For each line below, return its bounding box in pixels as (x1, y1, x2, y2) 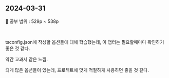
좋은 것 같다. (5, 45, 30, 51)
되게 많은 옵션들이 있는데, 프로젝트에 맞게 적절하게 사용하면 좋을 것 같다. (5, 67, 149, 73)
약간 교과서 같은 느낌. (5, 56, 48, 62)
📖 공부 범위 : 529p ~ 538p (5, 18, 59, 24)
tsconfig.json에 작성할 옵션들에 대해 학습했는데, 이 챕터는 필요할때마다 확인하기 (5, 39, 164, 45)
